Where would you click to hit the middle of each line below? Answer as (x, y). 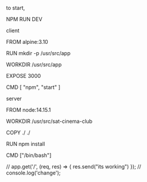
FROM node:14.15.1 (29, 110)
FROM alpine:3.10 (27, 42)
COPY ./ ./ (18, 133)
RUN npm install (26, 144)
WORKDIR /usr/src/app (34, 64)
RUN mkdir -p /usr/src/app (38, 53)
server (14, 99)
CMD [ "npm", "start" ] (33, 87)
